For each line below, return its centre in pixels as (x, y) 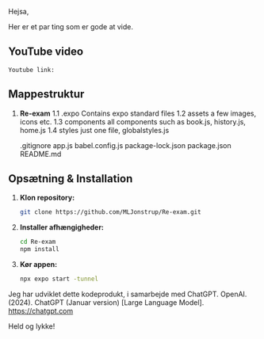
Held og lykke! (32, 326)
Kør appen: (38, 265)
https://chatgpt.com (41, 310)
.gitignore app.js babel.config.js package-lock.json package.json (125, 145)
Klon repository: (47, 198)
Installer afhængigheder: (62, 227)
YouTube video (46, 52)
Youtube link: (32, 70)
